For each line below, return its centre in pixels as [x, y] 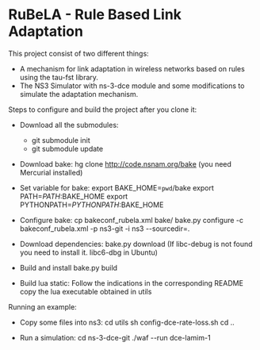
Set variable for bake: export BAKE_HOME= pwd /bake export [117, 187]
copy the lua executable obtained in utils [86, 291]
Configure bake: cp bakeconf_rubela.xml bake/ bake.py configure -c [132, 220]
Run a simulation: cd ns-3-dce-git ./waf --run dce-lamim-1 [115, 337]
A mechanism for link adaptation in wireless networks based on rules [132, 68]
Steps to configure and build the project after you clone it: [103, 110]
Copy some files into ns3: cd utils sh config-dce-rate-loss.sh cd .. [127, 322]
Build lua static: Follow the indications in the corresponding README [132, 283]
